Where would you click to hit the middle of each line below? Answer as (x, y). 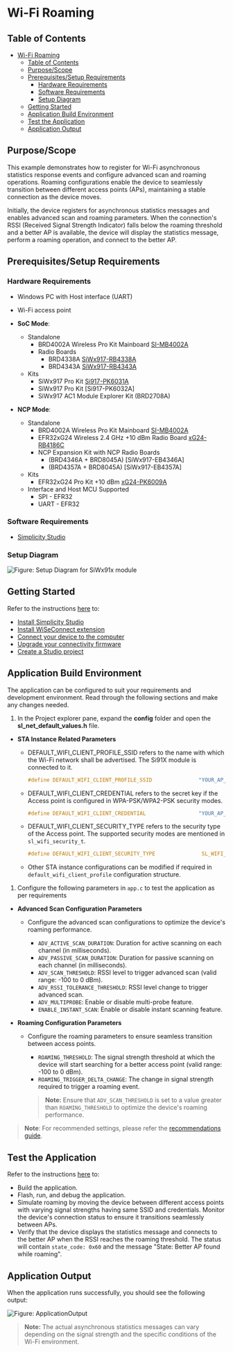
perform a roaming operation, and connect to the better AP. (92, 239)
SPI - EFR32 (55, 496)
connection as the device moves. (54, 196)
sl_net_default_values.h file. (58, 725)
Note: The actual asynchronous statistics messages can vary (112, 1326)
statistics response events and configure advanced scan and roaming (107, 174)
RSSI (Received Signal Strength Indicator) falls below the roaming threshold (115, 225)
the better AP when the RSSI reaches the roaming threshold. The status (119, 1240)
